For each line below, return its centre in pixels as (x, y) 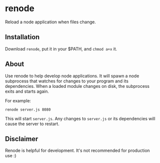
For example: (18, 100)
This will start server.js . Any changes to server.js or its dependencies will (80, 118)
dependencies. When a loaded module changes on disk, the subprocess (77, 86)
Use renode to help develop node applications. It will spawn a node (72, 76)
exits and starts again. (27, 91)
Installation (22, 37)
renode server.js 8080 (28, 110)
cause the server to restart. (32, 124)
